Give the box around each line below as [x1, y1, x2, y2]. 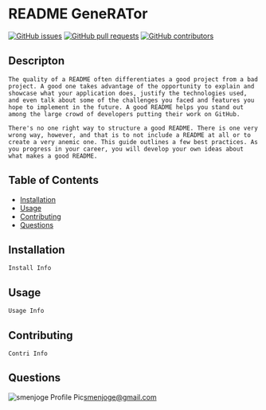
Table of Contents [8, 174, 100, 187]
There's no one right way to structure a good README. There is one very [8, 124, 259, 132]
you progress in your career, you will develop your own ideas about [8, 145, 244, 153]
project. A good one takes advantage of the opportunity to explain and [8, 82, 255, 90]
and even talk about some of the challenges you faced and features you [8, 96, 255, 104]
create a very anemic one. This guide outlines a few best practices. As [8, 138, 259, 146]
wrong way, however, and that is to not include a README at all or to [8, 131, 251, 139]
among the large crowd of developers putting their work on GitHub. [8, 110, 241, 118]
